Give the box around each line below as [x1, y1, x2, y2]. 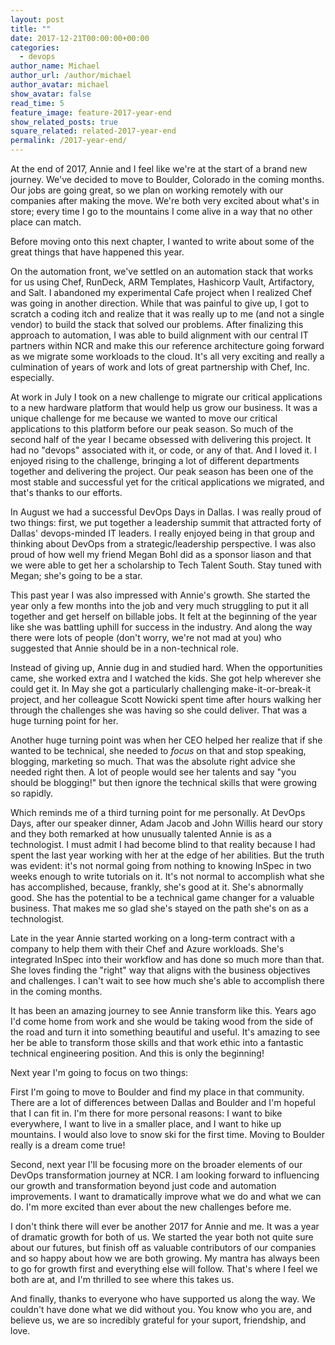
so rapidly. [10, 787, 54, 799]
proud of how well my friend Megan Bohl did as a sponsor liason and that [10, 549, 312, 560]
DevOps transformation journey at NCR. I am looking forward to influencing [10, 1169, 320, 1181]
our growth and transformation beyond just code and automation [10, 1180, 277, 1191]
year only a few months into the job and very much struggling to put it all [10, 600, 309, 611]
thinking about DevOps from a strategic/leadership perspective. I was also [10, 538, 317, 550]
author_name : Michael [10, 61, 101, 71]
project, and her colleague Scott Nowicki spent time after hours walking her [10, 694, 322, 705]
